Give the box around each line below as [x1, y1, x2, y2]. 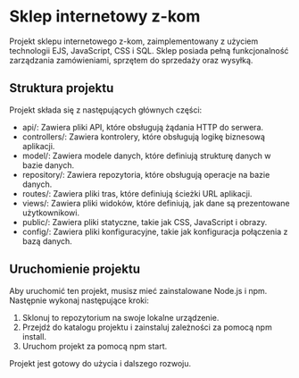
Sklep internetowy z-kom [9, 6, 201, 27]
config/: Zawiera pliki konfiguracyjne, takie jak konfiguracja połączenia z [21, 226, 288, 237]
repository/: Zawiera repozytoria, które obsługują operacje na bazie [21, 169, 270, 180]
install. [21, 331, 47, 341]
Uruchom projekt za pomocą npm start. [21, 340, 168, 351]
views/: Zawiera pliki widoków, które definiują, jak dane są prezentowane [21, 197, 290, 208]
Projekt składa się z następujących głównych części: [9, 105, 203, 115]
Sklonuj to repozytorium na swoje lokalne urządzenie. [21, 312, 220, 323]
